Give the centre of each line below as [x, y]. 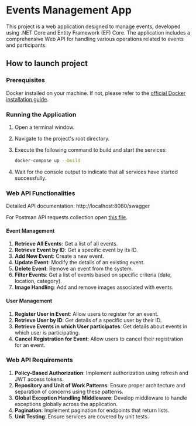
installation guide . [27, 99]
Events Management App [69, 10]
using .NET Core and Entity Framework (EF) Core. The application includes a [98, 32]
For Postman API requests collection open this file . [67, 217]
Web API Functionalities [41, 193]
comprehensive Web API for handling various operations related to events [95, 39]
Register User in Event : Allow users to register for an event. [87, 313]
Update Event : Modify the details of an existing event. [80, 263]
